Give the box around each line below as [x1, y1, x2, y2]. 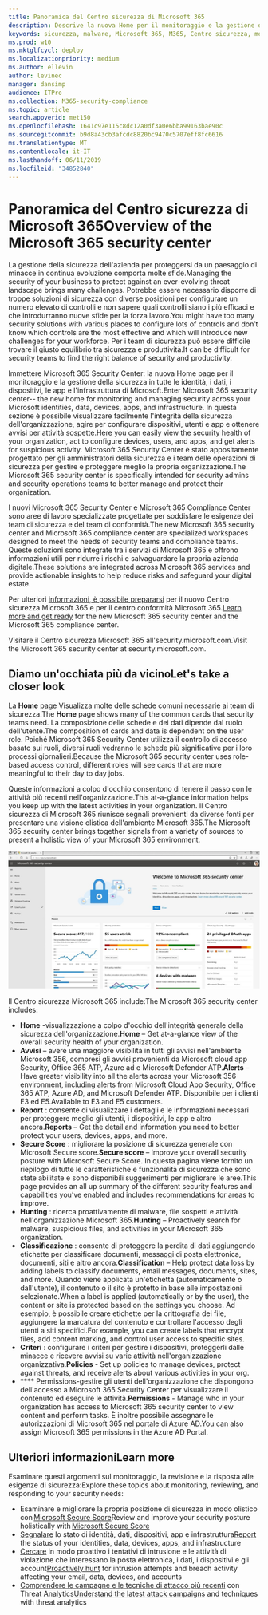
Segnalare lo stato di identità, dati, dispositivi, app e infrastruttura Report [19, 1530, 257, 1539]
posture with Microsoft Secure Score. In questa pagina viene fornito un [19, 1156, 254, 1166]
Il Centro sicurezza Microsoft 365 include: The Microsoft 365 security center [8, 997, 258, 1006]
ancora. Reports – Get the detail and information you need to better [19, 1122, 239, 1132]
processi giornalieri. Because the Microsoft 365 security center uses [8, 752, 231, 761]
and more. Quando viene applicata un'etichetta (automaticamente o [19, 1275, 242, 1285]
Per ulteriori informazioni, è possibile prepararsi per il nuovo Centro [8, 594, 230, 604]
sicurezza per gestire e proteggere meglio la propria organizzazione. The [8, 462, 246, 472]
